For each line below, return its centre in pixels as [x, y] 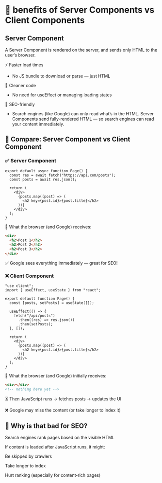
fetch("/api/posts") [34, 316]
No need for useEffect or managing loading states [62, 95]
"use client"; [19, 286]
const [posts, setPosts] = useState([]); [52, 303]
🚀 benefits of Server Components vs [80, 10]
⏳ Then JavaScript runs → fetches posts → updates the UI [63, 399]
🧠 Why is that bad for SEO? [46, 426]
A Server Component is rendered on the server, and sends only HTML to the [81, 50]
